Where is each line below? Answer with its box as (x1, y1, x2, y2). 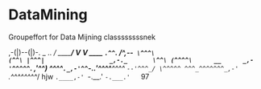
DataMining (8, 6, 88, 24)
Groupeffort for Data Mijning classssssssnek (8, 32, 155, 42)
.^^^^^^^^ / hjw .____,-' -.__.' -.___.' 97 (8, 71, 150, 81)
